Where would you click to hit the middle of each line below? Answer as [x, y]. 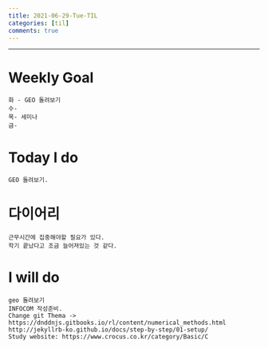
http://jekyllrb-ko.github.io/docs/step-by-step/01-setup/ [108, 330]
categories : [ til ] [39, 23]
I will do [34, 278]
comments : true [33, 30]
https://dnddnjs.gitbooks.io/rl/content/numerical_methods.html [117, 323]
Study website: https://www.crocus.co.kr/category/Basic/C [108, 337]
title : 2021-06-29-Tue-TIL [53, 16]
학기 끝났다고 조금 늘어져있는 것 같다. [63, 246]
